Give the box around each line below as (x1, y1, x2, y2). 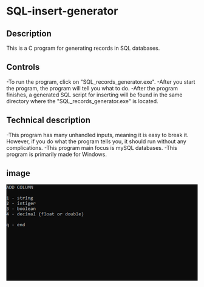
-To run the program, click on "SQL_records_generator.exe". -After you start (6, 78, 195, 86)
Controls (6, 62, 40, 72)
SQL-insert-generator (6, 4, 118, 18)
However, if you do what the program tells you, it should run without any (6, 138, 186, 145)
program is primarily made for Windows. (6, 150, 107, 158)
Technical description (6, 115, 91, 126)
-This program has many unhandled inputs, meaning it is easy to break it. (6, 131, 189, 138)
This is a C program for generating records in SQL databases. (6, 44, 160, 52)
